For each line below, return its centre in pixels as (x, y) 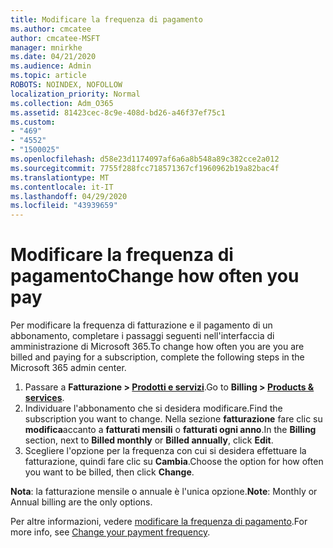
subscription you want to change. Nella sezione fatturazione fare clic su (173, 419)
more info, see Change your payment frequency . (110, 532)
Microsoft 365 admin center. (68, 368)
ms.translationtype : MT (60, 177)
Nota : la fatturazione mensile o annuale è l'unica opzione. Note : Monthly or (164, 492)
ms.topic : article (48, 76)
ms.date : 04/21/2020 (53, 57)
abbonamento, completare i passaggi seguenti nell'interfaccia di (142, 336)
